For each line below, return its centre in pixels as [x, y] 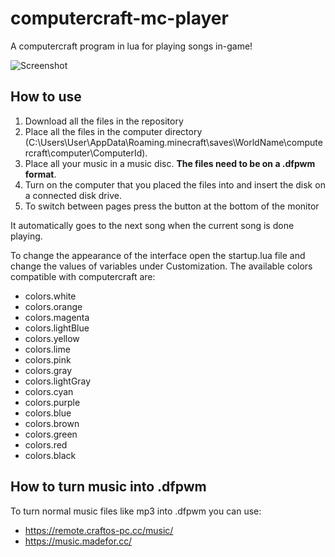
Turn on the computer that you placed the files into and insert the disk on [175, 184]
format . [40, 174]
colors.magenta [57, 317]
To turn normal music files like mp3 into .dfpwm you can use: [136, 511]
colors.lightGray [58, 381]
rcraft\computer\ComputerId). [86, 153]
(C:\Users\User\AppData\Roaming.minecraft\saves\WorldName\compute [173, 142]
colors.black [50, 455]
